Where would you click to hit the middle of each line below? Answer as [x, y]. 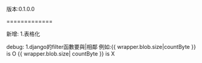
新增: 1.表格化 [23, 34]
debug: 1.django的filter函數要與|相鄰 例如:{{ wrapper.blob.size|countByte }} [101, 47]
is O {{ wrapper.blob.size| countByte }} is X [61, 54]
